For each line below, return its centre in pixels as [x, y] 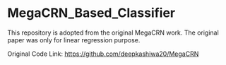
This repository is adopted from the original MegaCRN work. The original [113, 32]
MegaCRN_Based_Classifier [91, 13]
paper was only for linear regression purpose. [74, 40]
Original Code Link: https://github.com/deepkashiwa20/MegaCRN [103, 54]
